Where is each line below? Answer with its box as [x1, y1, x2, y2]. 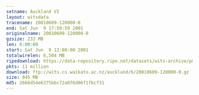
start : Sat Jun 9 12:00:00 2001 [6, 47, 89, 53]
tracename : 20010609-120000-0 [6, 19, 81, 25]
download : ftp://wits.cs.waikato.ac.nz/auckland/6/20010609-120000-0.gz [6, 69, 190, 75]
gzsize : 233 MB [6, 36, 44, 42]
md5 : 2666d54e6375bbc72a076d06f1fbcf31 [6, 80, 105, 86]
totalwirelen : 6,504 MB [6, 53, 65, 58]
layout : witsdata [6, 14, 49, 20]
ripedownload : [6, 58, 41, 64]
